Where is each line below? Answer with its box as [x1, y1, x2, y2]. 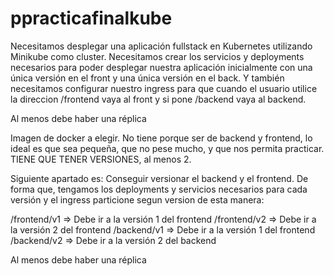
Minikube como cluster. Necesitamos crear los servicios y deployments [10, 50, 305, 62]
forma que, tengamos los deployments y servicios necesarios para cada [10, 183, 308, 195]
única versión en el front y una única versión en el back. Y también [10, 72, 285, 84]
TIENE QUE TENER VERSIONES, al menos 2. [10, 153, 192, 165]
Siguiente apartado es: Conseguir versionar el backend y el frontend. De [10, 172, 309, 184]
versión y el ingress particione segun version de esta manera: [10, 193, 265, 206]
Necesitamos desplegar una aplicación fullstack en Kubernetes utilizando [10, 40, 313, 52]
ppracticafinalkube [10, 7, 173, 30]
